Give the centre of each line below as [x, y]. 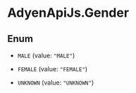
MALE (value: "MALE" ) [46, 55]
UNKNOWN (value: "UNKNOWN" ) [55, 83]
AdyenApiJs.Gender [68, 13]
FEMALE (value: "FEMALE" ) [52, 69]
